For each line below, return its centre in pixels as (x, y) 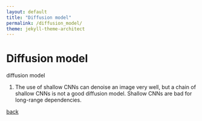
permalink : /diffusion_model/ (44, 23)
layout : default (27, 12)
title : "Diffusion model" (39, 18)
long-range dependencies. (48, 100)
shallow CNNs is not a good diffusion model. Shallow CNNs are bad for (103, 94)
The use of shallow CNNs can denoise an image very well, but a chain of (106, 87)
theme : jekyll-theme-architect (46, 29)
